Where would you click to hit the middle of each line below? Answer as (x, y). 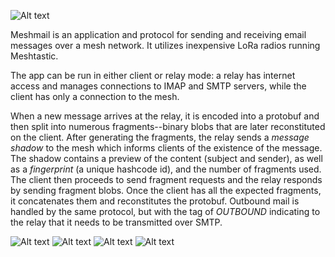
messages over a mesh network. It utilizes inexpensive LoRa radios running (165, 45)
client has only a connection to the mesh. (95, 96)
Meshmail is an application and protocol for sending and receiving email (158, 34)
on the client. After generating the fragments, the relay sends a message (160, 137)
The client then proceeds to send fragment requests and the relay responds (166, 179)
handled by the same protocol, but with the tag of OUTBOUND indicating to (165, 211)
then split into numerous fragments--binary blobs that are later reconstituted (168, 126)
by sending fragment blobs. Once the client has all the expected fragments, (166, 190)
